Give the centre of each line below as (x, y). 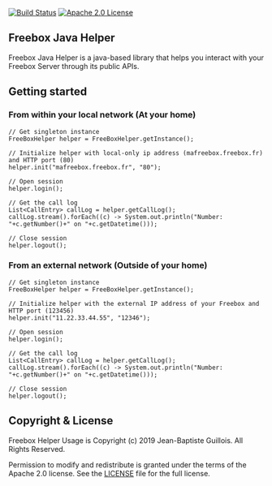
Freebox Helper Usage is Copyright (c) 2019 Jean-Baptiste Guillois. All (126, 440)
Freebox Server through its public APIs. (74, 66)
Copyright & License (61, 421)
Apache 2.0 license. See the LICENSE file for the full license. (110, 473)
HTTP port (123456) (41, 311)
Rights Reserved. (37, 449)
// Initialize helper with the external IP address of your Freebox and (134, 303)
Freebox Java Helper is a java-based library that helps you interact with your (136, 58)
